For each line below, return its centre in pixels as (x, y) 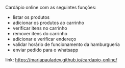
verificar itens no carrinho (40, 28)
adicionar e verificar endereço (44, 39)
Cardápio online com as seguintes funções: (51, 7)
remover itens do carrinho (40, 33)
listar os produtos (31, 17)
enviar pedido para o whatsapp (45, 50)
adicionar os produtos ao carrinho (48, 23)
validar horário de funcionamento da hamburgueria (66, 44)
